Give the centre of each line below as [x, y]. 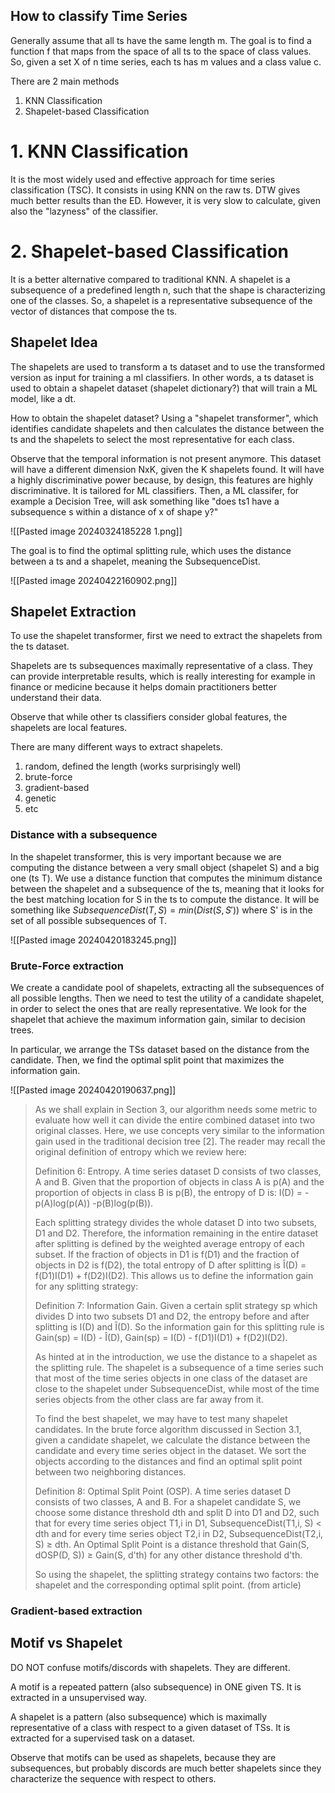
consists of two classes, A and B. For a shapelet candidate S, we [168, 1501]
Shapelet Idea [54, 342]
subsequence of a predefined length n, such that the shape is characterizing [168, 290]
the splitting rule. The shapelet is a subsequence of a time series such [179, 1367]
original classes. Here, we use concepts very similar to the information [179, 1130]
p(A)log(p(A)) [62, 1203]
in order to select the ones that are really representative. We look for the [158, 1008]
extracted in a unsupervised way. [79, 1697]
